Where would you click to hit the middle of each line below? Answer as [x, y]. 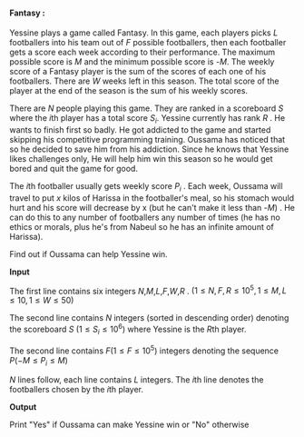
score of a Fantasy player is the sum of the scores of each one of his [138, 72]
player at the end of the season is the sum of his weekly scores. [128, 91]
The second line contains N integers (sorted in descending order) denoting [149, 318]
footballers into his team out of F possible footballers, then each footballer [148, 43]
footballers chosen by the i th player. [76, 390]
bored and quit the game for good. [74, 169]
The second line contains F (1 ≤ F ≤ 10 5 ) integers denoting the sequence [144, 350]
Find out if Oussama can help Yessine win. [88, 253]
